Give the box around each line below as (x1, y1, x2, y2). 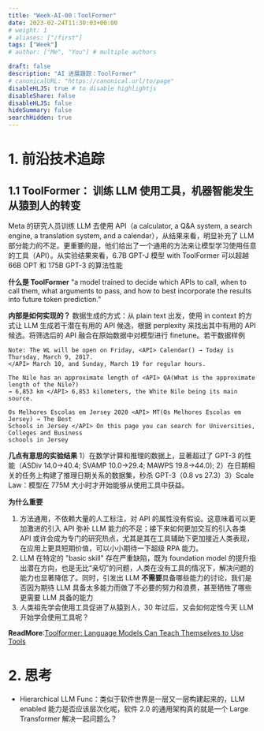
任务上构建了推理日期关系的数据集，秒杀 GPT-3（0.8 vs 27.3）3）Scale (21, 471, 255, 479)
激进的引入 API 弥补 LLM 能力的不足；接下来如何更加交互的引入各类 (26, 524, 247, 533)
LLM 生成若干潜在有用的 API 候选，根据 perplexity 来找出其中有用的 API (23, 321, 256, 330)
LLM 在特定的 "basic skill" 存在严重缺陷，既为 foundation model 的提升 (19, 554, 250, 562)
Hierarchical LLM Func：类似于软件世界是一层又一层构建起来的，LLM (19, 694, 246, 703)
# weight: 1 (8, 26, 47, 34)
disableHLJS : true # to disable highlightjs (8, 84, 157, 92)
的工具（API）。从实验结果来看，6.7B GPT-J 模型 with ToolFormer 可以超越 (8, 251, 250, 260)
